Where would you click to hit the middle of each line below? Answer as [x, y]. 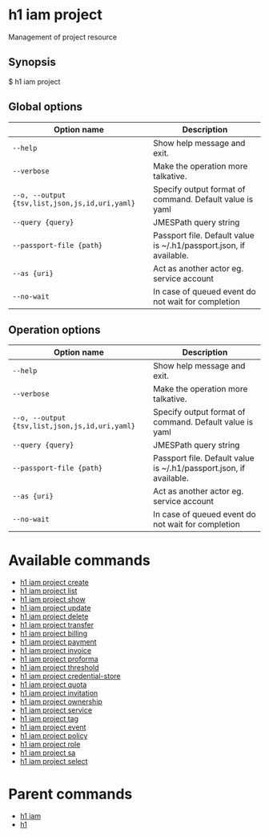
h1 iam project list [48, 591]
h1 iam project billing [54, 634]
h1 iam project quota [53, 685]
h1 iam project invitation [59, 693]
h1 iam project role [50, 745]
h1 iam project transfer [57, 625]
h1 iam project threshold [59, 668]
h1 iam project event [53, 727]
